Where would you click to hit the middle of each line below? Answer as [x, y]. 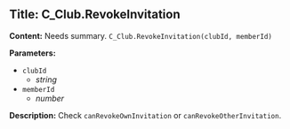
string [46, 80]
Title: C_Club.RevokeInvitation [95, 15]
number [50, 98]
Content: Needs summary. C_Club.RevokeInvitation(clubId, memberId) [141, 35]
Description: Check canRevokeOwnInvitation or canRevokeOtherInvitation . [145, 115]
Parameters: [32, 53]
